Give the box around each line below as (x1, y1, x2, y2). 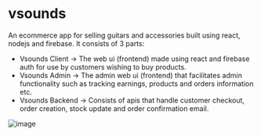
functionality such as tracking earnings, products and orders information (19, 79, 254, 88)
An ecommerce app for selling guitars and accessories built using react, (8, 30, 241, 40)
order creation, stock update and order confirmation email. (19, 103, 209, 113)
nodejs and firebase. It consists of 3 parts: (8, 38, 145, 48)
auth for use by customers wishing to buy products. (19, 62, 187, 71)
